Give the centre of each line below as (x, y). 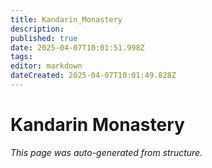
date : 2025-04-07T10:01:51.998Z (77, 47)
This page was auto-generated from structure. (106, 152)
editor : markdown (46, 66)
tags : (21, 57)
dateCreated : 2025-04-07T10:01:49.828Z (93, 76)
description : (37, 29)
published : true (44, 38)
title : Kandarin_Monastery (66, 19)
